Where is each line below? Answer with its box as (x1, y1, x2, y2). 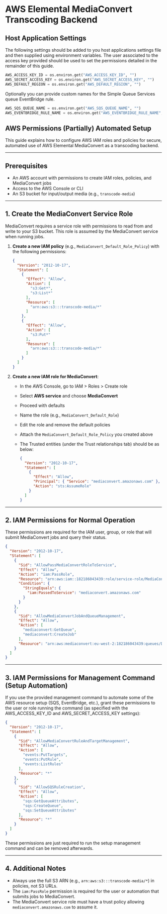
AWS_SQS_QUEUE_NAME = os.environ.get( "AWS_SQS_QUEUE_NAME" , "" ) (5, 105, 141, 110)
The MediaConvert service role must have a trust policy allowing (12, 899, 145, 905)
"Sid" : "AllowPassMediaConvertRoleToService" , (18, 562, 117, 568)
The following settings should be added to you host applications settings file (5, 47, 162, 53)
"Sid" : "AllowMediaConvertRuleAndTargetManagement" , (18, 738, 130, 743)
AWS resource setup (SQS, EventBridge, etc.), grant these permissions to (5, 700, 156, 706)
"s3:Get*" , (30, 286, 53, 291)
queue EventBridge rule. (5, 96, 55, 102)
